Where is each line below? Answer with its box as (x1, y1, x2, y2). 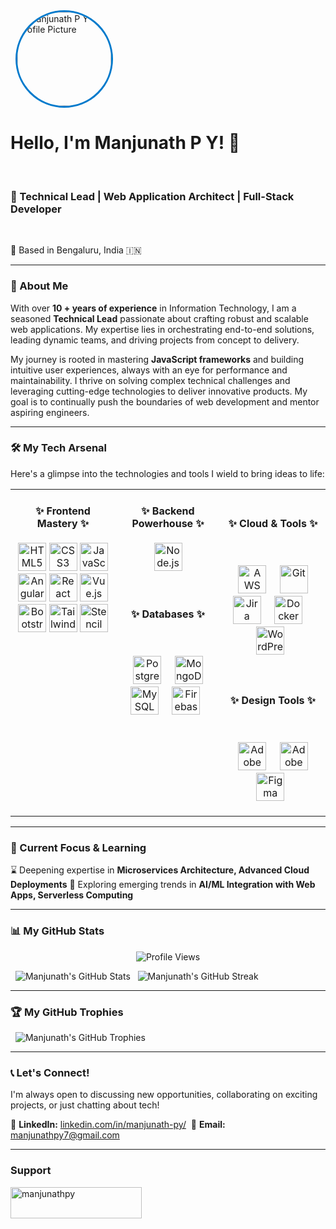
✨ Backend (141, 504, 195, 518)
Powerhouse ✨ (131, 517, 205, 531)
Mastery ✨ (36, 517, 90, 531)
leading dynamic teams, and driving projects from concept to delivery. (10, 334, 300, 346)
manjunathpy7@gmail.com (10, 1129, 120, 1141)
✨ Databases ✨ (131, 607, 205, 621)
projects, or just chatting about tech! (10, 1099, 160, 1111)
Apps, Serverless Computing (10, 889, 134, 901)
